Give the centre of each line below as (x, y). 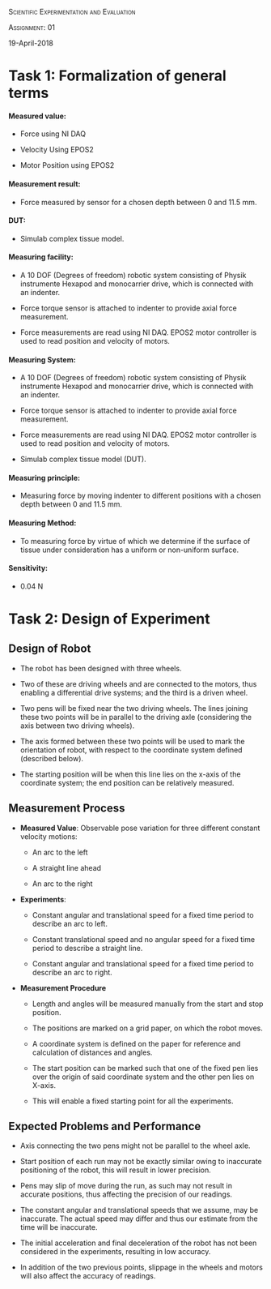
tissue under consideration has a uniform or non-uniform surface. (129, 550)
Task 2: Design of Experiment (109, 619)
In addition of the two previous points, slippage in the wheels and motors (141, 1267)
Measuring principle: (44, 477)
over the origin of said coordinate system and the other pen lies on (143, 1077)
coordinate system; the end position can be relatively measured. (127, 782)
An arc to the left (60, 852)
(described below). (51, 758)
